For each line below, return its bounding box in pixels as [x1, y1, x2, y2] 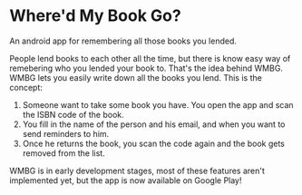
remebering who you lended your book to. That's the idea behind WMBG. [9, 63, 284, 73]
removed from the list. [22, 147, 106, 159]
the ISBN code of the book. [22, 109, 124, 120]
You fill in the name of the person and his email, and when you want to [22, 119, 286, 130]
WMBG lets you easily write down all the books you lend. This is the [9, 72, 263, 83]
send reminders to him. [22, 128, 110, 139]
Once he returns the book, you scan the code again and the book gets [22, 138, 286, 149]
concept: [9, 82, 44, 93]
